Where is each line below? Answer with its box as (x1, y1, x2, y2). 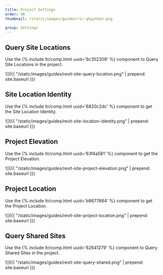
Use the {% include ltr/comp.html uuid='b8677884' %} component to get (5, 198, 153, 203)
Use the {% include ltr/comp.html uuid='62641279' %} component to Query (5, 245, 158, 250)
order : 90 (5, 12, 25, 17)
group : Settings (5, 25, 38, 30)
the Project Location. (5, 203, 47, 209)
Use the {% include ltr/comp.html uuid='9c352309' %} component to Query (5, 56, 159, 62)
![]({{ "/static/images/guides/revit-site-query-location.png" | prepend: (5, 71, 146, 77)
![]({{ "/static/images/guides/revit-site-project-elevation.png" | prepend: (5, 165, 151, 171)
